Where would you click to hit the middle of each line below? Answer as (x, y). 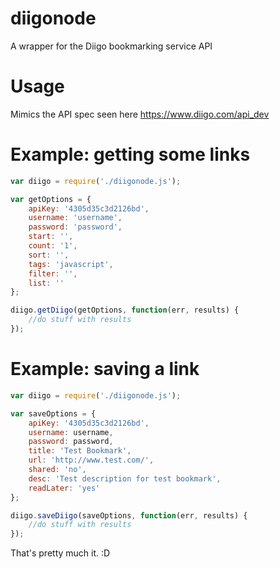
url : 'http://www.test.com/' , (91, 460)
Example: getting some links (130, 154)
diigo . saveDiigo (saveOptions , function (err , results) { (129, 515)
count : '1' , (53, 246)
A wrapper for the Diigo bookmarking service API (111, 46)
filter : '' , (53, 273)
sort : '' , (49, 255)
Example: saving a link (105, 369)
